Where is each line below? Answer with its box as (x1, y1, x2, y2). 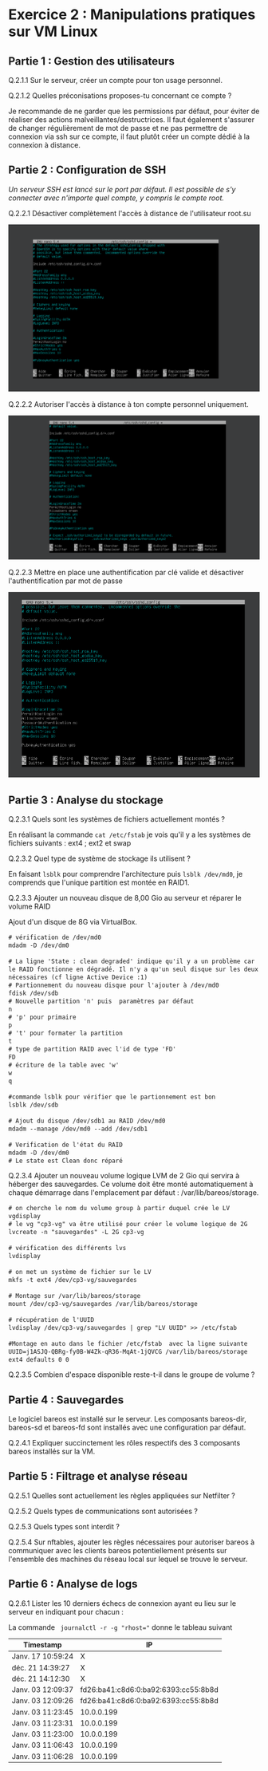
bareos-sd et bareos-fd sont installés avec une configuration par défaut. (8, 1422, 246, 1432)
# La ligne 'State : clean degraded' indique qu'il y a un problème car (8, 957, 255, 966)
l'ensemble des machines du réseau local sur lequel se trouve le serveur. (8, 1554, 248, 1564)
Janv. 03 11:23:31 (11, 1718, 74, 1728)
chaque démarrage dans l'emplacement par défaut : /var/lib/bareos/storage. (8, 1188, 259, 1197)
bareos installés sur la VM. (8, 1446, 96, 1456)
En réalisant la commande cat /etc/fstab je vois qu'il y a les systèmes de (8, 830, 251, 839)
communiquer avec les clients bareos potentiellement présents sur (8, 1545, 227, 1555)
